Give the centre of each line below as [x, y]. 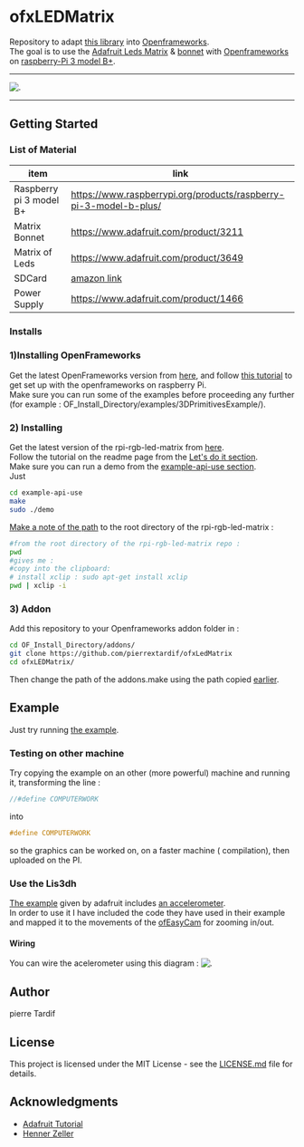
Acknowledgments [64, 1102]
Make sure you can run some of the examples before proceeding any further [152, 394]
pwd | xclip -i [38, 586]
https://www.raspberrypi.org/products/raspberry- [178, 194]
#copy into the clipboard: [60, 569]
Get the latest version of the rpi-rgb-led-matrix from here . [117, 448]
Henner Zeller [48, 1133]
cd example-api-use [46, 493]
